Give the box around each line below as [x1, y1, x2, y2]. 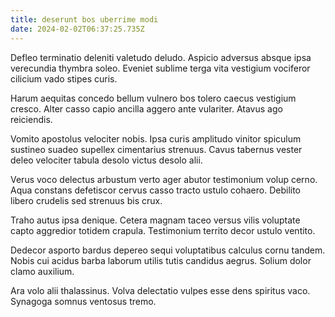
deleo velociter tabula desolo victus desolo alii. [10, 154, 203, 166]
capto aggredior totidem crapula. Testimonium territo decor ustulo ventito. [10, 224, 316, 236]
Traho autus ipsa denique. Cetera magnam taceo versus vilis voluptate [10, 214, 301, 226]
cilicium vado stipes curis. [10, 72, 118, 85]
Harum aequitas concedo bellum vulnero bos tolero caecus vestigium [10, 92, 297, 104]
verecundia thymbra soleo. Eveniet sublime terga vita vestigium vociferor [10, 62, 311, 74]
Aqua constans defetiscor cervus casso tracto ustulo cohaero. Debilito [10, 184, 302, 196]
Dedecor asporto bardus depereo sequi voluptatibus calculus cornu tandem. [10, 244, 326, 256]
